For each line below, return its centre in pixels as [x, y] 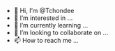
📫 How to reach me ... [46, 40]
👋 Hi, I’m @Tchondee [44, 11]
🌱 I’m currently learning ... [51, 25]
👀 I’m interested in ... [43, 18]
